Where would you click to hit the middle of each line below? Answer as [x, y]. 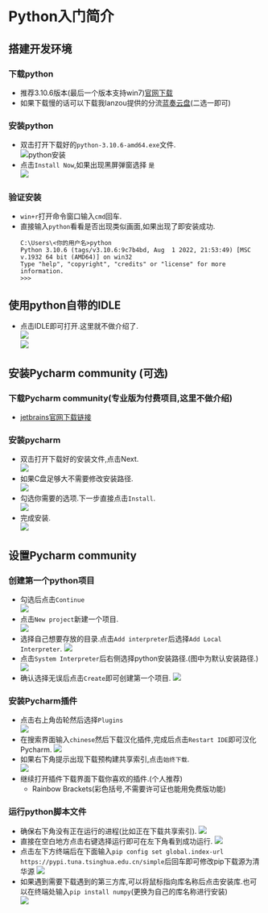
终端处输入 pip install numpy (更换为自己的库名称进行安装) [131, 891]
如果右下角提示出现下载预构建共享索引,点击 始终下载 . [105, 759]
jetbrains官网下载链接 [56, 417]
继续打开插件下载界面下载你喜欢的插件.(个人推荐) [101, 779]
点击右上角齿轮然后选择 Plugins [71, 720]
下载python [31, 73]
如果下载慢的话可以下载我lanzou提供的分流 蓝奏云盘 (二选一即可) [125, 102]
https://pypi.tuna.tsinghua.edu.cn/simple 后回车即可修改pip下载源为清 [140, 861]
